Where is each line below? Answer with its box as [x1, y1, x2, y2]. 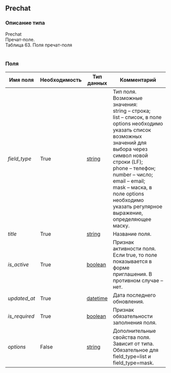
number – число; [112, 171, 153, 178]
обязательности [112, 312, 153, 319]
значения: [112, 101, 138, 108]
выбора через [112, 145, 148, 153]
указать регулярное [112, 203, 163, 210]
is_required [8, 312, 35, 319]
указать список [112, 126, 152, 133]
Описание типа [5, 19, 45, 27]
